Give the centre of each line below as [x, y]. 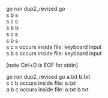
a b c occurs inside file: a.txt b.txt [47, 89]
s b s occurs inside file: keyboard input [54, 53]
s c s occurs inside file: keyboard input [54, 47]
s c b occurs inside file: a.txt [41, 83]
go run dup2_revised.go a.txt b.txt [48, 77]
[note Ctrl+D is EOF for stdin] [42, 65]
